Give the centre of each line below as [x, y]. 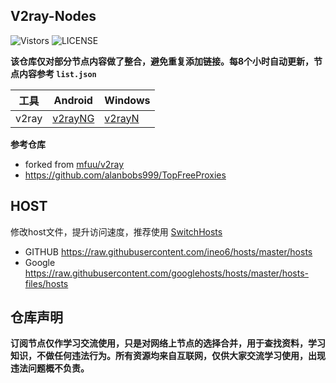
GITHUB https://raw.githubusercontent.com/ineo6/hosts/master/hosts [168, 251]
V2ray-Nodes [53, 16]
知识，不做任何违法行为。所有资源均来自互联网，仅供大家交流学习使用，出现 [168, 356]
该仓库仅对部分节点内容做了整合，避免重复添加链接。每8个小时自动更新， [162, 61]
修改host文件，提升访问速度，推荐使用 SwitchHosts [116, 231]
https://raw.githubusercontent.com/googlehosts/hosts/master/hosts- [167, 273]
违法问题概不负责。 [50, 368]
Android [73, 100]
